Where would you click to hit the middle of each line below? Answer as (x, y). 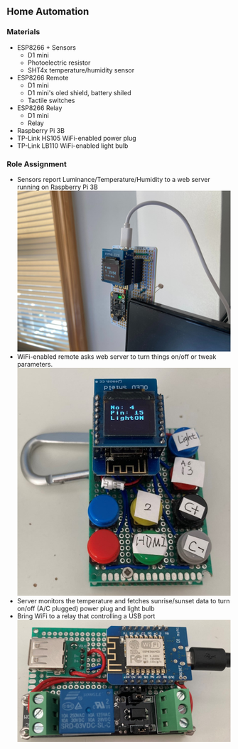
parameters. (35, 364)
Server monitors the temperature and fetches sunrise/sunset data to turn (123, 600)
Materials (23, 32)
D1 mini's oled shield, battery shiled (80, 92)
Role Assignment (37, 164)
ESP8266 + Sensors (46, 47)
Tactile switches (51, 100)
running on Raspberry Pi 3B (58, 187)
